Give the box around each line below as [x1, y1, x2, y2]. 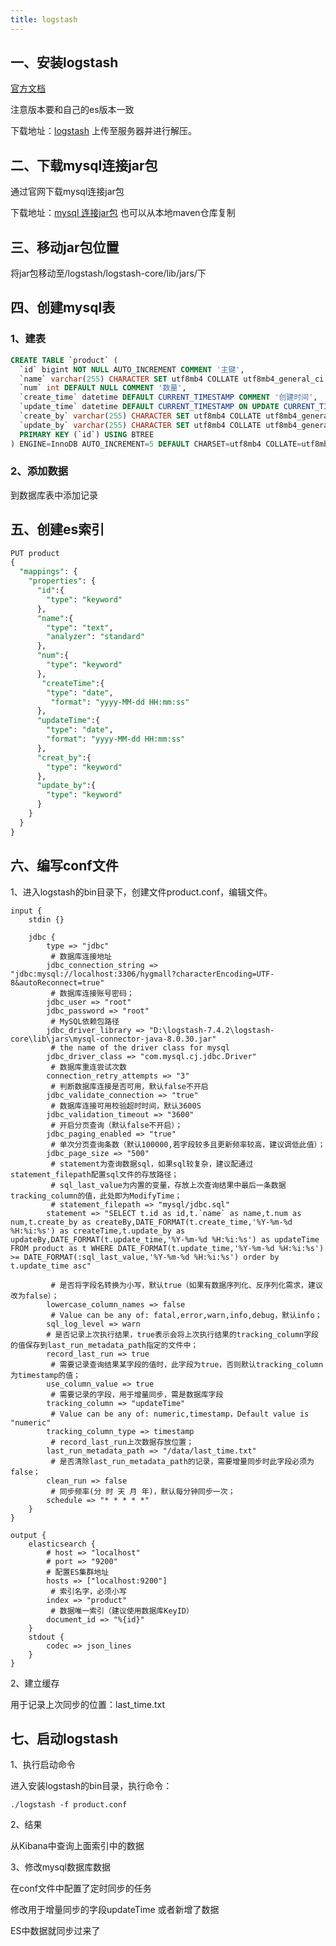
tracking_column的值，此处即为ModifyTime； [10, 1191, 183, 1201]
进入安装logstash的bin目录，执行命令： [10, 1780, 173, 1792]
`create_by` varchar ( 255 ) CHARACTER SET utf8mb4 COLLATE [19, 411, 262, 421]
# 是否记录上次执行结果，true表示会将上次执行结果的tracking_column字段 [46, 1329, 319, 1340]
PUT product [10, 548, 60, 558]
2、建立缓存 [10, 1677, 60, 1689]
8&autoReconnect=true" [10, 977, 105, 988]
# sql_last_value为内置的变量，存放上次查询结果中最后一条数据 [50, 1180, 287, 1190]
